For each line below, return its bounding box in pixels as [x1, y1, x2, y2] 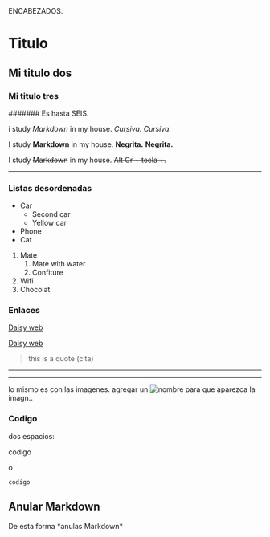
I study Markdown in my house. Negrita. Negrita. [8, 139, 174, 149]
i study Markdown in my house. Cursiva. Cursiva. [8, 124, 171, 133]
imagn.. [8, 393, 34, 403]
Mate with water [31, 259, 86, 269]
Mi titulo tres [8, 90, 59, 101]
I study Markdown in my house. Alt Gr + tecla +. [8, 155, 166, 165]
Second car [31, 210, 71, 219]
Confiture [31, 267, 64, 278]
